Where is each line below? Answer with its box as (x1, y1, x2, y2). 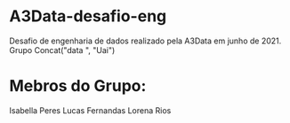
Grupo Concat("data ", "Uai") (9, 44, 116, 55)
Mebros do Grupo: (9, 76, 147, 96)
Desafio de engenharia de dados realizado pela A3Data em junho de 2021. (9, 35, 282, 46)
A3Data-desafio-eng (9, 6, 167, 27)
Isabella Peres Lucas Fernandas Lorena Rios (9, 104, 172, 116)
